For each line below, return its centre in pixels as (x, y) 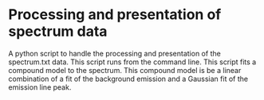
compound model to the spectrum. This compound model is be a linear (125, 70)
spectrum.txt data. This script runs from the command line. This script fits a (132, 62)
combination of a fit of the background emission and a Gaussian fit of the (128, 79)
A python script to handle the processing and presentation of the (114, 53)
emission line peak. (40, 87)
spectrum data (58, 31)
